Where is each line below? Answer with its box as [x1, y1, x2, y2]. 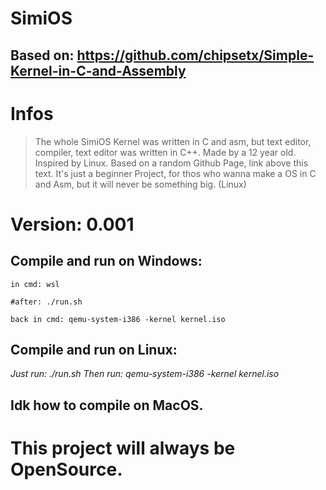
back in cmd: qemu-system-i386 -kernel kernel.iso [10, 314, 226, 324]
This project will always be [10, 437, 236, 459]
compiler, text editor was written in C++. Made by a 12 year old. [34, 146, 297, 158]
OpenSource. [10, 458, 123, 481]
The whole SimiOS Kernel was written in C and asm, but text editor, [34, 135, 312, 147]
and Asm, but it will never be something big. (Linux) [34, 178, 247, 190]
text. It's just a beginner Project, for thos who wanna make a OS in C [34, 167, 317, 179]
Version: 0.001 [10, 213, 135, 236]
